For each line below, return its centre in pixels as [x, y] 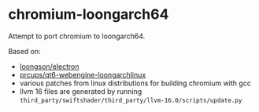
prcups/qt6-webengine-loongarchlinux [83, 74]
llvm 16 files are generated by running [81, 91]
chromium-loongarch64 [89, 14]
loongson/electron [49, 66]
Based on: [24, 51]
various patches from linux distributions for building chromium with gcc [135, 83]
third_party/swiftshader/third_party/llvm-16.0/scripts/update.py [131, 100]
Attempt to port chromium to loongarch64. [77, 36]
